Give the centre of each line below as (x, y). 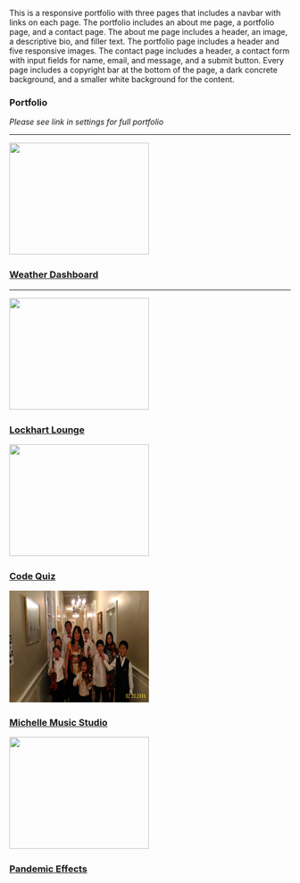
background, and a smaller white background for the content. (122, 79)
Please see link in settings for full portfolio (87, 122)
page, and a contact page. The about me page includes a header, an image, (149, 32)
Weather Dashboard (54, 274)
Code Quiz (33, 576)
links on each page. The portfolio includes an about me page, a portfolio (142, 22)
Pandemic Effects (48, 869)
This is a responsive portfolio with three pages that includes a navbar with (145, 13)
